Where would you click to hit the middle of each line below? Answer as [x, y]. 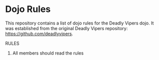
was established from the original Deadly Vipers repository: [66, 28]
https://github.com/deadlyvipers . [39, 33]
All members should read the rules [48, 53]
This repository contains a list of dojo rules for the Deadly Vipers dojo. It [79, 23]
